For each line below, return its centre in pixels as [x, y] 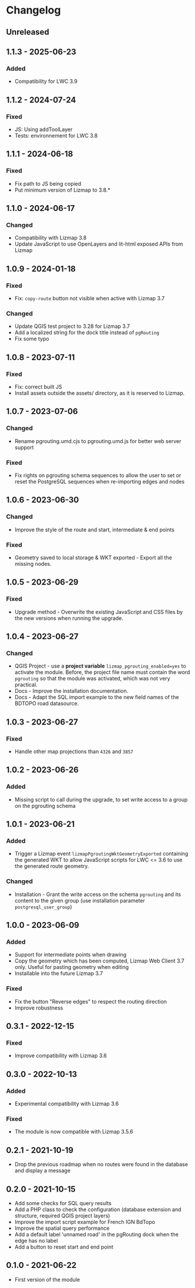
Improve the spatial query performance [62, 1228]
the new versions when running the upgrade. [69, 618]
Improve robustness [39, 1008]
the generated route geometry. [52, 866]
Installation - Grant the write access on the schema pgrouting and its [97, 894]
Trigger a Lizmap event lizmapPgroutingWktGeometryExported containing [101, 854]
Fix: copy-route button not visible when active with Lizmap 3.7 [90, 298]
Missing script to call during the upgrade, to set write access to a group [101, 799]
